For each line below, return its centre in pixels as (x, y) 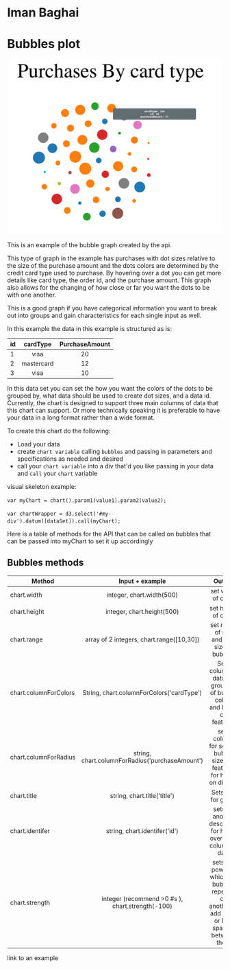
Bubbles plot (44, 44)
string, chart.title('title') (142, 796)
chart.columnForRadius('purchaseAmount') (142, 761)
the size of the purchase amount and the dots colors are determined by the (113, 266)
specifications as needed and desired (70, 459)
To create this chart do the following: (59, 431)
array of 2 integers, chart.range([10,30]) (142, 639)
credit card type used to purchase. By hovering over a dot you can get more (114, 273)
